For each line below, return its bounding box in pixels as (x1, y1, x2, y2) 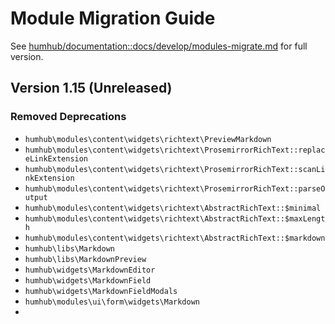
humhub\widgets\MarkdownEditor (24, 265, 156, 275)
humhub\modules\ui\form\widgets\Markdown (24, 297, 200, 307)
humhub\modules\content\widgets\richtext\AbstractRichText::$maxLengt (24, 213, 326, 224)
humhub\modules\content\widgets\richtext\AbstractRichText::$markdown (24, 233, 326, 243)
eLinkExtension (24, 153, 89, 164)
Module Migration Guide (10, 7, 216, 30)
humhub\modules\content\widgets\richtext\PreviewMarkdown (24, 134, 272, 144)
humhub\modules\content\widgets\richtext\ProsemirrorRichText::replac (24, 145, 326, 155)
